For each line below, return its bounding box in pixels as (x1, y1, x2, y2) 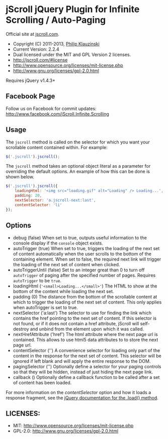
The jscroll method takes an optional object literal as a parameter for (6, 163, 151, 169)
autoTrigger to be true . (13, 277, 62, 283)
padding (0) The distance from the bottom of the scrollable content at (13, 294, 157, 300)
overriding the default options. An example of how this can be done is (6, 168, 150, 175)
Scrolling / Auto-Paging (6, 14, 106, 26)
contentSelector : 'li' (15, 202, 62, 208)
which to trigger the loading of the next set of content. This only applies (13, 299, 162, 305)
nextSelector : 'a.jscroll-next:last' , (15, 198, 96, 203)
